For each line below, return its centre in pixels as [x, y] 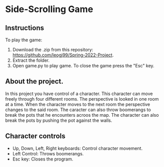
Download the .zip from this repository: [53, 50]
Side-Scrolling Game [49, 9]
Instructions [25, 28]
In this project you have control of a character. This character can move [79, 94]
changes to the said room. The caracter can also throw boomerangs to [78, 110]
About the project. [34, 81]
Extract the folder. [31, 60]
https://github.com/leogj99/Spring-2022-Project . [63, 55]
